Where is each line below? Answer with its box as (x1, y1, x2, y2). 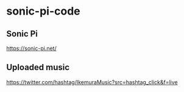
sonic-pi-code (6, 4, 80, 18)
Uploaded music (6, 62, 70, 73)
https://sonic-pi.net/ (6, 44, 57, 52)
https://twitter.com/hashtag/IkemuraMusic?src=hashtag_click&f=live (6, 78, 178, 86)
